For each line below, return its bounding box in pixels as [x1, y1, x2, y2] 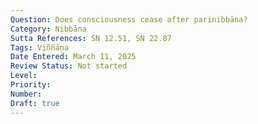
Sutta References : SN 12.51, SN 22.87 [10, 33, 172, 43]
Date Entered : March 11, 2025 [10, 52, 137, 62]
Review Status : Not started [10, 61, 128, 71]
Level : [10, 71, 38, 81]
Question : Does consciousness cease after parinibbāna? [10, 14, 248, 25]
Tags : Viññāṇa [10, 42, 70, 53]
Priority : [10, 80, 52, 90]
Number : [10, 89, 43, 99]
